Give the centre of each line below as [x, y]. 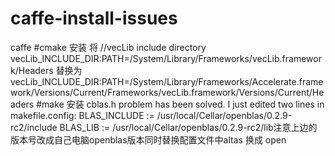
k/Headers [32, 70]
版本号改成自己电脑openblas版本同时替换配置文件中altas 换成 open [148, 139]
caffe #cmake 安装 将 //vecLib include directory [108, 47]
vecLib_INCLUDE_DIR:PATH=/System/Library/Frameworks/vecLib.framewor [166, 58]
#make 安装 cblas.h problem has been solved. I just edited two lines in [180, 104]
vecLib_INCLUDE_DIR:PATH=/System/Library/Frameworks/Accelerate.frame [167, 81]
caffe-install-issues [94, 18]
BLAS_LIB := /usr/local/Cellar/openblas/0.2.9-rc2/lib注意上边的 [188, 127]
